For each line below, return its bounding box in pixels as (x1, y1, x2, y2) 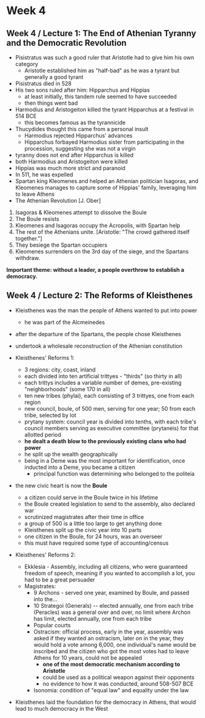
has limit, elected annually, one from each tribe (33, 615, 152, 622)
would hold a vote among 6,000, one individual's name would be (33, 641, 196, 648)
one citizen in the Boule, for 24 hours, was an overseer (24, 533, 163, 540)
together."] (15, 235, 43, 242)
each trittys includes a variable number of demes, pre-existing (24, 379, 182, 386)
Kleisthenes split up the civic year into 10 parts (24, 526, 142, 533)
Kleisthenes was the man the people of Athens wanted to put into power (15, 307, 198, 314)
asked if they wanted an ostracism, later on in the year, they (33, 634, 184, 641)
